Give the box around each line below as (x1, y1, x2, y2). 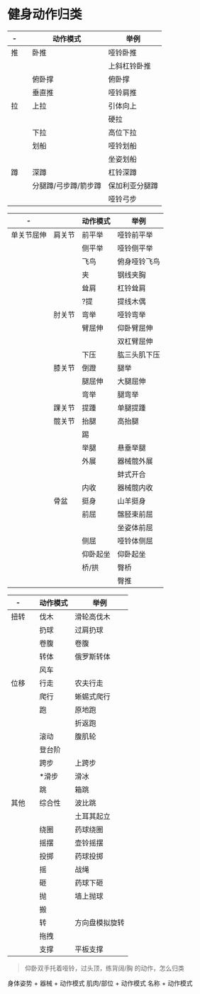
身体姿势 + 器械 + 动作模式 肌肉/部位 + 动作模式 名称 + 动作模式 (7, 978, 193, 987)
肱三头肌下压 (117, 349, 161, 359)
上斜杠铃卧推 (108, 61, 151, 71)
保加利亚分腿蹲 (108, 180, 158, 190)
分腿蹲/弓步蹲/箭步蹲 (32, 180, 101, 190)
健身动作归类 (7, 6, 83, 23)
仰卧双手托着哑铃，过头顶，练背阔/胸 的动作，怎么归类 (24, 963, 184, 972)
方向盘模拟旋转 (74, 917, 126, 927)
